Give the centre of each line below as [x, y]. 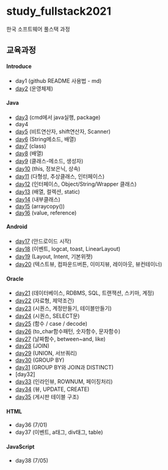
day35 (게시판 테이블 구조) [47, 397]
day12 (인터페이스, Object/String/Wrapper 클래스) [76, 184]
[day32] [25, 374]
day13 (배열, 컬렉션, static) [48, 191]
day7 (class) [31, 146]
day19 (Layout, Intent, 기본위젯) [54, 256]
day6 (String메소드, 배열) [46, 139]
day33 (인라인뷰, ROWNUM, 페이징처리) [64, 382]
